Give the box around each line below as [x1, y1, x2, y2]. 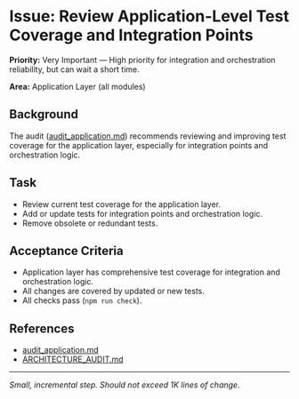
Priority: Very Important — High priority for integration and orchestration [9, 54, 276, 65]
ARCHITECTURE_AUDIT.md [21, 354, 124, 365]
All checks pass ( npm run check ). [21, 295, 142, 306]
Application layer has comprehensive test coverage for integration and [21, 267, 280, 277]
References [9, 321, 75, 336]
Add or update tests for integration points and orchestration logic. [21, 208, 263, 219]
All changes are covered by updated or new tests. [21, 286, 205, 297]
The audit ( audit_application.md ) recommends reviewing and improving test [9, 131, 287, 141]
